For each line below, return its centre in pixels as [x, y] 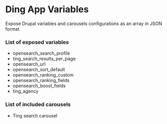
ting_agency [26, 91]
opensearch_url [29, 64]
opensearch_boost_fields [39, 86]
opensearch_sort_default [39, 69]
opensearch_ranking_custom [43, 75]
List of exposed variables [37, 42]
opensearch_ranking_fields [41, 81]
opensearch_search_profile [41, 53]
